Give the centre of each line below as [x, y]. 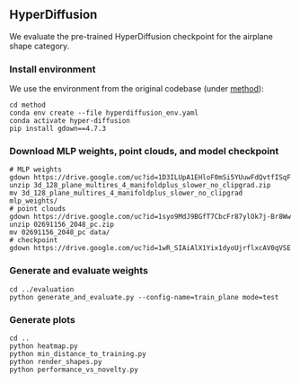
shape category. [40, 46]
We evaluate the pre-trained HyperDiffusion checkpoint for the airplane [141, 36]
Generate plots [43, 319]
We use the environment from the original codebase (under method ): [137, 89]
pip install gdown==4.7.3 [57, 129]
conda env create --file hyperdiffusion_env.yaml [104, 113]
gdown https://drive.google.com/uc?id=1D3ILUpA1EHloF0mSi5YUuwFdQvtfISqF [150, 178]
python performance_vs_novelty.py [74, 370]
